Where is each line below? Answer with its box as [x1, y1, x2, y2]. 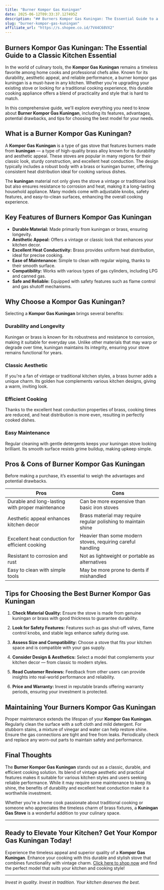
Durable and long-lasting [7, 498, 65, 505]
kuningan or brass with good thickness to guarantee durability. [12, 616, 138, 621]
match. [5, 95, 19, 101]
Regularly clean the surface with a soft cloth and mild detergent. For [5, 721, 142, 727]
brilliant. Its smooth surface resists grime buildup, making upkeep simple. [5, 445, 152, 451]
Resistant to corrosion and [7, 552, 68, 559]
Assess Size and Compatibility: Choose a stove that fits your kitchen [12, 640, 152, 645]
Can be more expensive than [80, 498, 145, 505]
